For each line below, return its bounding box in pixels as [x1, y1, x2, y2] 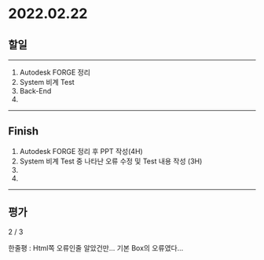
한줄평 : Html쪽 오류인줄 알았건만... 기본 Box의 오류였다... [8, 243, 184, 252]
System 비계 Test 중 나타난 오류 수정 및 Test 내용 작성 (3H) [19, 156, 203, 166]
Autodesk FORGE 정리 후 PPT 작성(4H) [19, 146, 143, 156]
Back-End [19, 86, 52, 95]
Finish [8, 125, 39, 138]
